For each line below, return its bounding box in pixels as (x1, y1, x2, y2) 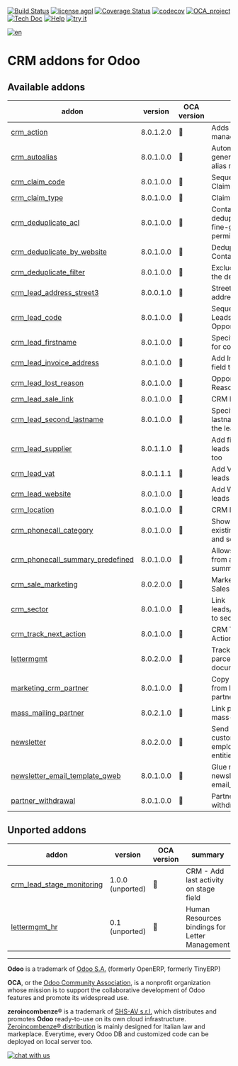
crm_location (11, 505, 55, 514)
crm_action (11, 128, 48, 137)
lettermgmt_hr (11, 922, 58, 932)
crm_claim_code (11, 177, 65, 187)
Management (186, 940, 230, 950)
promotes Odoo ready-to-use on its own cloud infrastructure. (7, 1014, 186, 1023)
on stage (186, 884, 215, 894)
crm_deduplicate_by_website (11, 247, 108, 257)
